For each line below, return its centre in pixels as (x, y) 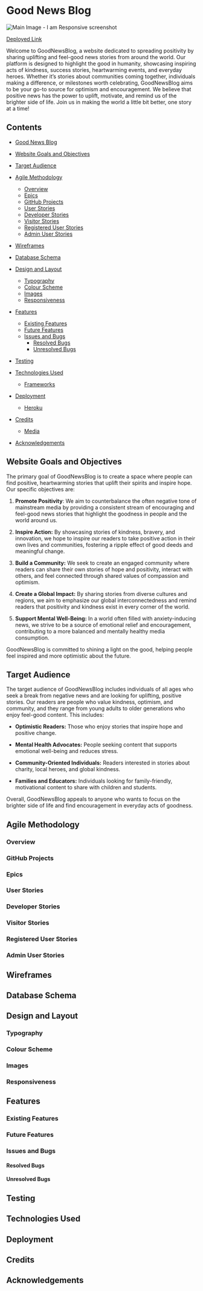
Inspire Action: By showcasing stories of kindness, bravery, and (95, 532)
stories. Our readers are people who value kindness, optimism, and (90, 702)
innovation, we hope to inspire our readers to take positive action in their (105, 538)
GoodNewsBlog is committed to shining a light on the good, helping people (99, 649)
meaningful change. (40, 551)
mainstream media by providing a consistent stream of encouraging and (105, 507)
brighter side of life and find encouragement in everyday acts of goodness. (100, 806)
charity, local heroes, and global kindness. (68, 769)
